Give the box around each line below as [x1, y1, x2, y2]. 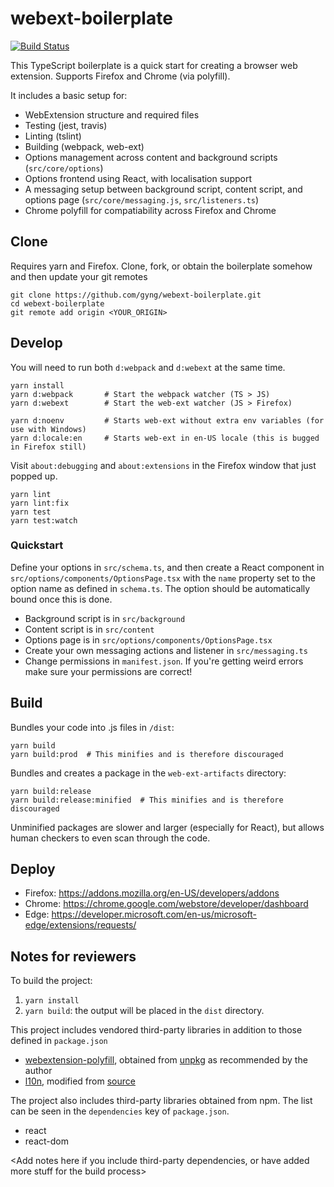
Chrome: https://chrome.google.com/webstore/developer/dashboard [24, 898, 309, 910]
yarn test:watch [10, 515, 78, 526]
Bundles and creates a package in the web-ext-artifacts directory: [10, 767, 287, 779]
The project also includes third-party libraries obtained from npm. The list [10, 1095, 313, 1107]
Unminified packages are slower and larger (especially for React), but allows [10, 821, 325, 833]
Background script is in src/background [24, 612, 186, 624]
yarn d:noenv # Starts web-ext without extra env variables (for [10, 415, 325, 426]
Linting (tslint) [24, 130, 82, 142]
